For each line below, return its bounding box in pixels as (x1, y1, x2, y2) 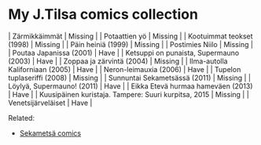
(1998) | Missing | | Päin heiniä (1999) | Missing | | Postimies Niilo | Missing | (8, 39, 254, 49)
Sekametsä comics (19, 128, 81, 138)
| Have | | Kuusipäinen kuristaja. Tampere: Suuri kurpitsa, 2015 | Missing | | (8, 89, 249, 99)
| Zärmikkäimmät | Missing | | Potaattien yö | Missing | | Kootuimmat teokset (8, 31, 253, 41)
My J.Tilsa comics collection (8, 5, 199, 24)
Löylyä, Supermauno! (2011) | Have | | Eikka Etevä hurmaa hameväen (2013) (8, 81, 253, 91)
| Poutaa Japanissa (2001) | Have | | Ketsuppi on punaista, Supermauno (8, 48, 240, 57)
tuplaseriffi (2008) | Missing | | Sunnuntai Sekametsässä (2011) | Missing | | (8, 73, 252, 82)
